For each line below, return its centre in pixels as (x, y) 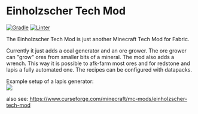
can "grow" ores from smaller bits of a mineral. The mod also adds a (90, 57)
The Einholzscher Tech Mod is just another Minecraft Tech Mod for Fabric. (98, 39)
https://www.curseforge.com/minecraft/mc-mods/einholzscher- (108, 98)
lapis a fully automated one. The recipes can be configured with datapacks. (99, 69)
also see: (17, 98)
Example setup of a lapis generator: (50, 81)
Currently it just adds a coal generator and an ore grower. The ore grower (97, 50)
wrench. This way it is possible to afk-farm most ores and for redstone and (98, 63)
